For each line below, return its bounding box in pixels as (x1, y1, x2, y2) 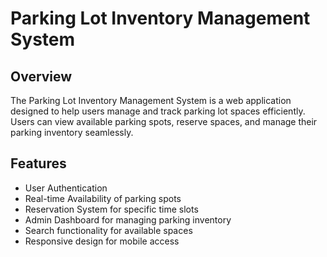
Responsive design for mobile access (24, 235, 180, 247)
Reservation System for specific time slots (24, 203, 199, 215)
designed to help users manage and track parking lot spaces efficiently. (10, 105, 306, 117)
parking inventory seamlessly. (10, 127, 134, 138)
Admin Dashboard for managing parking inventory (24, 213, 232, 226)
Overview (10, 68, 73, 85)
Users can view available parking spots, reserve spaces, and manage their (10, 116, 318, 127)
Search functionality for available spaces (24, 224, 193, 236)
